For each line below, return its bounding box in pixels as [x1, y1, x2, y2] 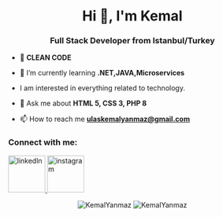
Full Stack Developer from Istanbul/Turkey [50, 35, 215, 46]
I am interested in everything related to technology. [19, 83, 185, 93]
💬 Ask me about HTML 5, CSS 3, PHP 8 [19, 98, 147, 108]
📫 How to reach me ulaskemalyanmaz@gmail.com [19, 114, 191, 124]
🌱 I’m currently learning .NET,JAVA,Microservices [19, 68, 185, 78]
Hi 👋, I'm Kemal [82, 7, 183, 25]
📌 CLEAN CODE [19, 53, 72, 62]
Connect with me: [8, 137, 78, 148]
